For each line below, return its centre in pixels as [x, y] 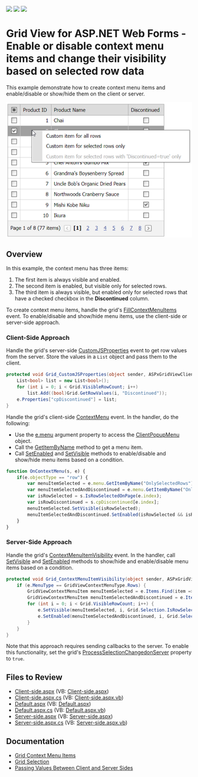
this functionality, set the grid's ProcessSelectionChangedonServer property [99, 652]
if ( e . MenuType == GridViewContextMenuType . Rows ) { [81, 585]
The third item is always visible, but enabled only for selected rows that [101, 292]
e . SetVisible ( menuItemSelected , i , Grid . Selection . [102, 610]
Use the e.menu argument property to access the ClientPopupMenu [97, 434]
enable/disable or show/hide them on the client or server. [76, 94]
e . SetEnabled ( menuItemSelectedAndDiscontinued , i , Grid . [109, 616]
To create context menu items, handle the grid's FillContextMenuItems [91, 310]
